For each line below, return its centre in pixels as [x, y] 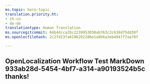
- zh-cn [13, 19]
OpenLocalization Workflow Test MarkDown [75, 61]
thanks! [17, 77]
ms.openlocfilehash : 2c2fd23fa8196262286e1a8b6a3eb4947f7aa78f [72, 37]
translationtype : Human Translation [43, 28]
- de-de [13, 23]
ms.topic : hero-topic [27, 10]
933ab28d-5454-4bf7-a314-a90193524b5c [75, 69]
